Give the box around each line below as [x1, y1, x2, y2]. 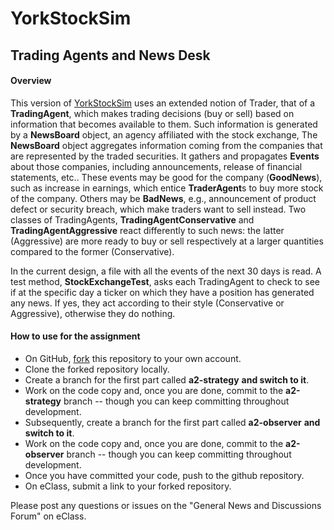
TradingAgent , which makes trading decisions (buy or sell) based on [10, 107, 295, 119]
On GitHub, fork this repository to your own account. [24, 352, 242, 364]
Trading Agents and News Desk [10, 47, 211, 64]
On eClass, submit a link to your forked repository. [24, 480, 232, 492]
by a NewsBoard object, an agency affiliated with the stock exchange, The [10, 128, 318, 141]
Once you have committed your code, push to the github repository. [24, 469, 305, 481]
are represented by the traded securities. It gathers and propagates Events [10, 150, 320, 162]
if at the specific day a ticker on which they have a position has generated [10, 286, 315, 298]
